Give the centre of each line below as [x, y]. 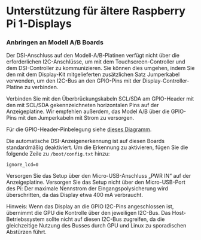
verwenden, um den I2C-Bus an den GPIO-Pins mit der [74, 81]
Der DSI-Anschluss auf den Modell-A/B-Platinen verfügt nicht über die [93, 56]
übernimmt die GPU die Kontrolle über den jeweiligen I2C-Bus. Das [89, 213]
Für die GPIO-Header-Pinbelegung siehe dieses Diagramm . [79, 129]
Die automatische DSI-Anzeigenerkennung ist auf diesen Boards [86, 141]
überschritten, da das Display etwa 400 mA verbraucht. [75, 195]
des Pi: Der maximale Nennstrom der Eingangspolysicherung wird [87, 189]
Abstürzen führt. [26, 232]
